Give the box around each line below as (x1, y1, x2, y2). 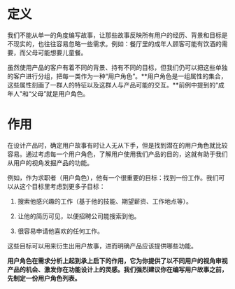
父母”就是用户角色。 (31, 89, 90, 98)
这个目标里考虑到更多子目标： (19, 182, 106, 190)
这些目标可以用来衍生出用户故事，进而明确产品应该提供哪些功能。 (7, 241, 197, 250)
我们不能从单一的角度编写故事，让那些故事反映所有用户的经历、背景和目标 (7, 31, 222, 39)
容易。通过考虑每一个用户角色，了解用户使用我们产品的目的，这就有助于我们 (7, 150, 228, 158)
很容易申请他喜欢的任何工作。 (17, 227, 104, 235)
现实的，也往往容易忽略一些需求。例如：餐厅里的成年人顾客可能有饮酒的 (13, 39, 222, 48)
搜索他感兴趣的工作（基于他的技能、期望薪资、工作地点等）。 (17, 197, 192, 205)
